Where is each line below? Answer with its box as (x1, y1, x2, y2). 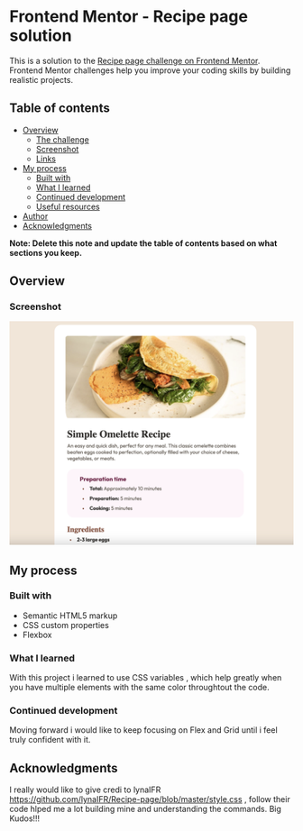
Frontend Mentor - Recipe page (9, 6, 248, 27)
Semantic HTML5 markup (22, 610, 118, 621)
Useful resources (35, 201, 101, 212)
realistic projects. (9, 74, 74, 85)
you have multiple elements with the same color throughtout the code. (9, 682, 270, 693)
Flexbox (22, 629, 52, 640)
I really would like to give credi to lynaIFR (9, 784, 161, 795)
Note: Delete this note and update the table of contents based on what (9, 237, 278, 249)
